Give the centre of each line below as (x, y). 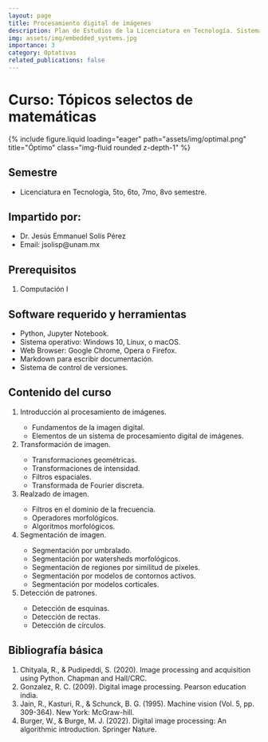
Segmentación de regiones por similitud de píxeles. (116, 567)
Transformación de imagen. (65, 444)
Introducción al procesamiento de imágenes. (93, 412)
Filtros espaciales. (61, 477)
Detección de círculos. (69, 625)
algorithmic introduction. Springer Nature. (88, 729)
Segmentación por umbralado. (82, 550)
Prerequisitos (43, 270)
